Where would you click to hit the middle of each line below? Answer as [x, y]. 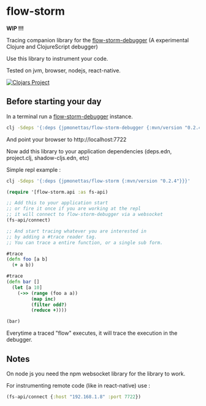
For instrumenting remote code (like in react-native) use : [78, 385]
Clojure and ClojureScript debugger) [52, 47]
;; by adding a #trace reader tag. [52, 237]
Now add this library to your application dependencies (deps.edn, [89, 151]
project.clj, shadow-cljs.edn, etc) [48, 158]
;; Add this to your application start [57, 203]
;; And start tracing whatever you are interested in [77, 231]
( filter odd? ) [49, 305]
